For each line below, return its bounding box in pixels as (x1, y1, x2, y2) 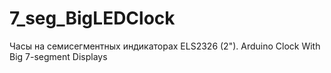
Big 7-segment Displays (9, 50, 108, 62)
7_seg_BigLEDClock (9, 7, 176, 30)
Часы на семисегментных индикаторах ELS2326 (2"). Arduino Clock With (9, 40, 321, 52)
